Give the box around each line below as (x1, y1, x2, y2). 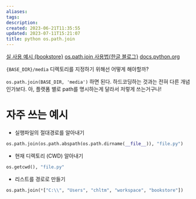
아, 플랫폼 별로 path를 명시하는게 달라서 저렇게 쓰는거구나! (28, 86, 162, 92)
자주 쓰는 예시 (6, 109, 68, 122)
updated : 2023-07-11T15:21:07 (6, 31, 81, 37)
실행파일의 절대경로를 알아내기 (14, 129, 84, 136)
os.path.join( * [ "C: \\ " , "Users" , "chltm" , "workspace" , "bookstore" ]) (6, 187, 184, 193)
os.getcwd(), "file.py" (6, 164, 65, 170)
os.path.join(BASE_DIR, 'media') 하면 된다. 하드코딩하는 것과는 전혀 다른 (6, 78, 179, 85)
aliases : (6, 8, 28, 15)
